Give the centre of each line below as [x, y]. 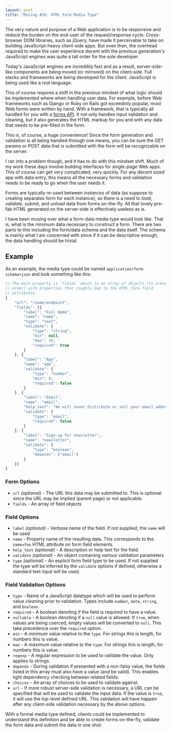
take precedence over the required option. [57, 628]
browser [14, 40]
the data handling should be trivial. [41, 240]
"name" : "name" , [41, 317]
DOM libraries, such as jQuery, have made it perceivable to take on [94, 40]
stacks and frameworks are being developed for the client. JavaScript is [81, 77]
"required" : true [51, 345]
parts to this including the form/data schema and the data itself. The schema [85, 230]
